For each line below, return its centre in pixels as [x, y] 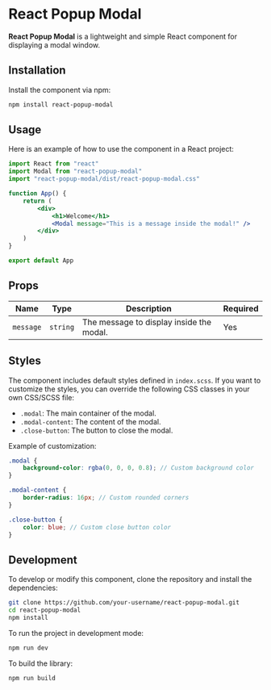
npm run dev [28, 648]
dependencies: [33, 588]
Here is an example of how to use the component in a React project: [121, 149]
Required [241, 308]
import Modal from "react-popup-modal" [75, 171]
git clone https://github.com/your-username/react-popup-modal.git [124, 603]
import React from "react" [54, 164]
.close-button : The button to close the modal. [96, 430]
